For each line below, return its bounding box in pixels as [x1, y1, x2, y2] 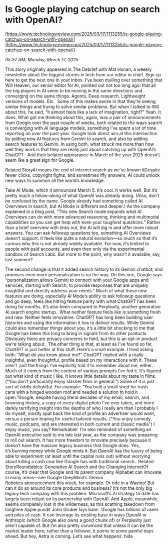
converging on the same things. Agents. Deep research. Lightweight [5, 93, 146, 99]
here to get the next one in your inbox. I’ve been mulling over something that [5, 77, 162, 83]
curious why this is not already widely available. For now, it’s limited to [5, 240, 149, 247]
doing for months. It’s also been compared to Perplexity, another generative [5, 303, 161, 309]
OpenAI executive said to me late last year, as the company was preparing [5, 431, 158, 438]
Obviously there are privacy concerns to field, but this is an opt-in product [5, 336, 158, 342]
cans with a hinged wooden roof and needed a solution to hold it [5, 389, 138, 395]
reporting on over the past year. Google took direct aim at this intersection [5, 130, 157, 136]
